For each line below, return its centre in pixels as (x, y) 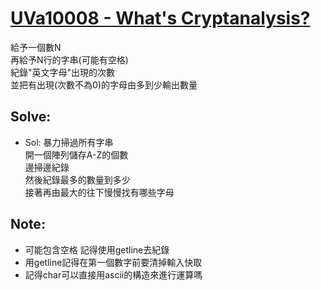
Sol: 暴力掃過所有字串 (69, 142)
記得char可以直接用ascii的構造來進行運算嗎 (113, 274)
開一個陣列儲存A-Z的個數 (76, 154)
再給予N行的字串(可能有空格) (69, 59)
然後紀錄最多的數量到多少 (77, 179)
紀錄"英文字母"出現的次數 (63, 72)
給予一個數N (36, 47)
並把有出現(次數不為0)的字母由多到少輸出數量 (104, 84)
